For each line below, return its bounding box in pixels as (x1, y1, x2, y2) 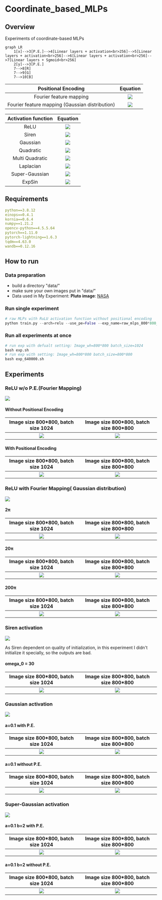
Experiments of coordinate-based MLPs (5, 35, 84, 41)
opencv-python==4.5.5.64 (5, 226, 55, 231)
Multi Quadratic (13, 155, 48, 161)
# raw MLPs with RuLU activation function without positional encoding (5, 316, 152, 321)
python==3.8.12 (5, 207, 36, 213)
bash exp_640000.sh (5, 357, 44, 362)
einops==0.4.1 (5, 212, 34, 217)
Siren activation (5, 624, 43, 631)
